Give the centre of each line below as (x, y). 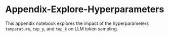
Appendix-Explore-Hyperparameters (85, 9)
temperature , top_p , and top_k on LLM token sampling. (62, 28)
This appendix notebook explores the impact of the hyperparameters (77, 23)
